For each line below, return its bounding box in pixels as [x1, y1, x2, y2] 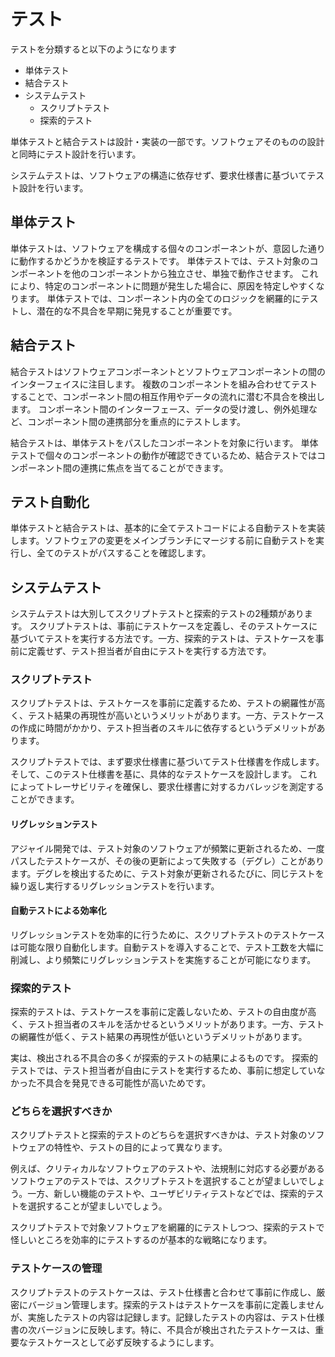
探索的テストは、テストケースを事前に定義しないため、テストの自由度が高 [10, 1006, 317, 1018]
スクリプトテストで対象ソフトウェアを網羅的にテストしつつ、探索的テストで [10, 1221, 325, 1234]
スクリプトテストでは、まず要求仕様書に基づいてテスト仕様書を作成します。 [10, 756, 325, 768]
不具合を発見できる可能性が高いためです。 [36, 1077, 212, 1089]
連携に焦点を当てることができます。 [79, 461, 229, 474]
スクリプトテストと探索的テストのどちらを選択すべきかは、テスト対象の [10, 1129, 308, 1141]
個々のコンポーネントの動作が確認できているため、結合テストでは [44, 449, 317, 461]
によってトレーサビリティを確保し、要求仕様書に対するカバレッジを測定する [10, 781, 325, 793]
